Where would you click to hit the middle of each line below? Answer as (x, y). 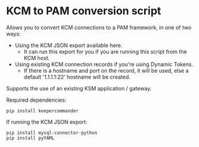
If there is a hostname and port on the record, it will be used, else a (106, 70)
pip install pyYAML (30, 138)
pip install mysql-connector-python (52, 133)
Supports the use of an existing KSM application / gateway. (79, 88)
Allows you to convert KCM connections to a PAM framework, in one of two (99, 27)
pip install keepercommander (42, 111)
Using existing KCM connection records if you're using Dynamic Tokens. (104, 64)
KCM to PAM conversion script (84, 11)
